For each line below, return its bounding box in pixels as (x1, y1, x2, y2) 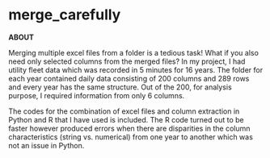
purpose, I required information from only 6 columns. (8, 90, 185, 100)
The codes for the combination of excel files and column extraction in (8, 106, 240, 116)
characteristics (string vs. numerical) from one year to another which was (8, 131, 253, 142)
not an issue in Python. (8, 140, 85, 150)
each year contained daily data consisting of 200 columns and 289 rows (8, 73, 250, 83)
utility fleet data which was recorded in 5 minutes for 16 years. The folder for (8, 64, 264, 74)
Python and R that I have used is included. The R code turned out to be (8, 114, 244, 124)
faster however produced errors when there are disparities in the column (8, 123, 251, 133)
